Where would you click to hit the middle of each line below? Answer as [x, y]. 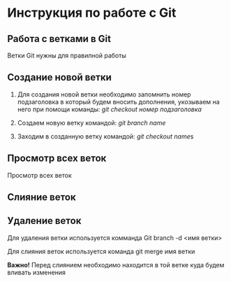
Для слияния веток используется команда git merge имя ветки [101, 251]
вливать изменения [37, 272]
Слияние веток [42, 197]
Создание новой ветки [59, 77]
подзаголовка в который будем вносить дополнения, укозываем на [118, 101]
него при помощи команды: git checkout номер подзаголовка [110, 109]
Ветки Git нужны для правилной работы [67, 55]
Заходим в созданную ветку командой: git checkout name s [105, 136]
